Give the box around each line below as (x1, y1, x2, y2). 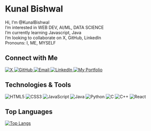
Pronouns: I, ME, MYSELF (5, 40, 56, 45)
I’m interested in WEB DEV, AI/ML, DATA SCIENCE (5, 24, 104, 30)
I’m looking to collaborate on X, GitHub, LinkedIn (5, 35, 102, 41)
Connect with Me (5, 54, 58, 62)
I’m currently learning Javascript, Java (5, 29, 81, 35)
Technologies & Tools (5, 81, 71, 89)
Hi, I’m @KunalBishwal (5, 19, 50, 25)
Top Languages (5, 107, 53, 116)
